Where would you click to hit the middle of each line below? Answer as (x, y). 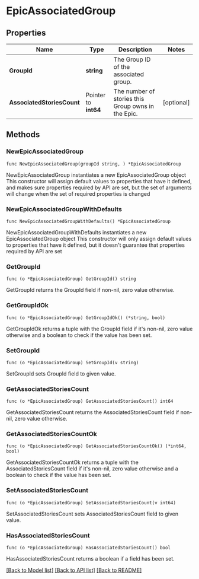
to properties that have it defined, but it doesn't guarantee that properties (96, 245)
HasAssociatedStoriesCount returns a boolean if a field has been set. (90, 559)
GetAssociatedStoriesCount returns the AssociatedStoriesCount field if (93, 412)
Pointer (96, 95)
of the (122, 67)
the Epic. (126, 114)
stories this (129, 99)
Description (135, 50)
